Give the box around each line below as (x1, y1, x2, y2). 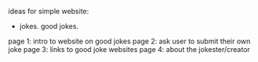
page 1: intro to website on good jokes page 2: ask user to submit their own (8, 36, 251, 46)
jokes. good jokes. (19, 22, 79, 30)
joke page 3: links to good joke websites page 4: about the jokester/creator (8, 45, 251, 53)
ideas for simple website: (8, 7, 89, 15)
